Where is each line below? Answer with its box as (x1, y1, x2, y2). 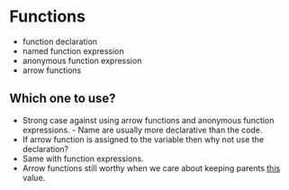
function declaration (22, 36, 97, 47)
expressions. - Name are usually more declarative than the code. (22, 124, 263, 135)
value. (22, 172, 46, 183)
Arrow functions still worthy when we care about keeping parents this (22, 162, 281, 173)
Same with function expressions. (22, 153, 144, 164)
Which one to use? (9, 91, 116, 106)
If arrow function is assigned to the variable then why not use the (22, 133, 264, 145)
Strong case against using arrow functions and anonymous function (22, 114, 275, 125)
